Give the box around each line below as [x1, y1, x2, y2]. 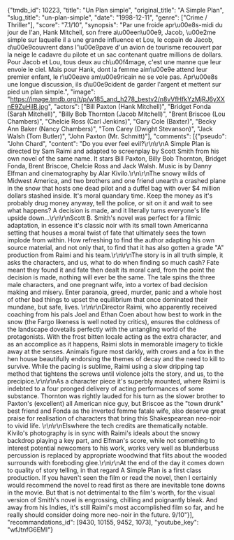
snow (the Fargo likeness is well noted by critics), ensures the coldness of [7, 318, 221, 326]
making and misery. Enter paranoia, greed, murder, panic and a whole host [7, 288, 222, 296]
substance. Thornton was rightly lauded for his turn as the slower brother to [7, 392, 226, 400]
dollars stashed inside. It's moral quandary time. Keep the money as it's [7, 191, 213, 200]
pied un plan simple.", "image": [7, 87, 96, 96]
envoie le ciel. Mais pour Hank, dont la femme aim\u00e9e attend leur [7, 66, 208, 73]
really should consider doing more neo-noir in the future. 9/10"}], [7, 511, 194, 519]
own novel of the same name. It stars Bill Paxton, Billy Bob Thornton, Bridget [7, 154, 227, 163]
